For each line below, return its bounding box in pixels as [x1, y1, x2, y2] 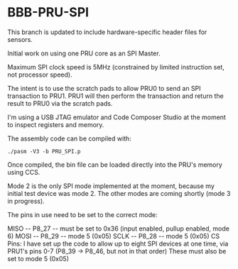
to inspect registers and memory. [7, 120, 104, 128]
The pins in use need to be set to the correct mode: [7, 210, 158, 219]
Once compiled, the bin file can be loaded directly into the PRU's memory [7, 160, 222, 169]
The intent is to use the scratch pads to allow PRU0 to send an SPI [7, 84, 201, 92]
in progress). [7, 197, 45, 205]
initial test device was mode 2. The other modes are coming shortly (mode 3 [7, 189, 231, 197]
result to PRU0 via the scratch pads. [7, 99, 113, 107]
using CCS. [7, 168, 40, 176]
